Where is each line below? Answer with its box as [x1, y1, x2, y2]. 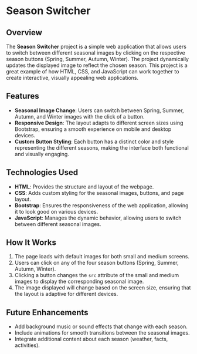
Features [6, 91, 39, 101]
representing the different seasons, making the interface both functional [14, 144, 189, 151]
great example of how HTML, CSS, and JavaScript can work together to [6, 68, 179, 75]
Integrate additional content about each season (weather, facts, [14, 336, 168, 343]
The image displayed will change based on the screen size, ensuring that [14, 284, 191, 291]
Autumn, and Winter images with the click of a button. [14, 113, 145, 120]
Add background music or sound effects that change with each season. [14, 323, 188, 330]
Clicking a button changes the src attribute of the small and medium [14, 272, 179, 279]
